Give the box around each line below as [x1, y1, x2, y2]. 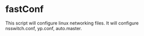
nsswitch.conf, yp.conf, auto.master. [5, 25, 82, 31]
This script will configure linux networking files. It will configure [5, 20, 139, 26]
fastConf [5, 3, 44, 15]
